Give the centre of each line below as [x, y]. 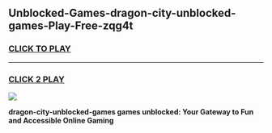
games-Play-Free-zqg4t [71, 26]
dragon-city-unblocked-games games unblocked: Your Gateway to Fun [131, 111]
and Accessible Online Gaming [61, 120]
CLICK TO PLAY [40, 49]
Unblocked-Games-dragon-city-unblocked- [122, 13]
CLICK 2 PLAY [36, 79]
